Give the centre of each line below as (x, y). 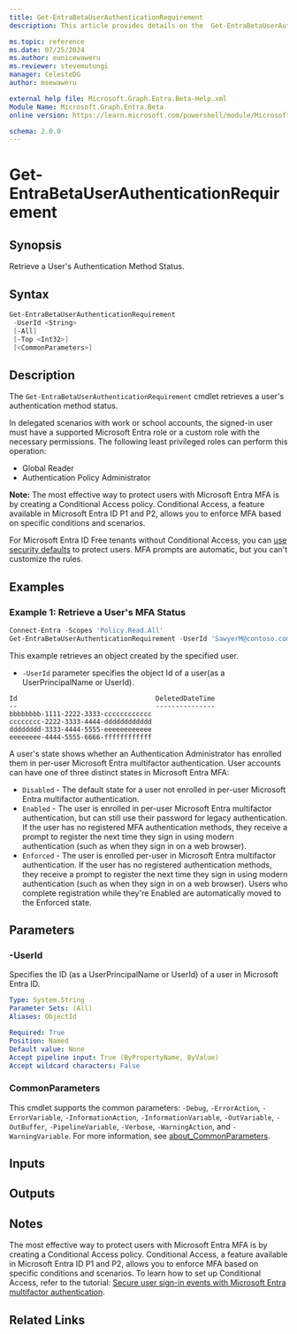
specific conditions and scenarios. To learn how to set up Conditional (135, 1273)
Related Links (47, 1320)
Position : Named (39, 1041)
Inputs (27, 1164)
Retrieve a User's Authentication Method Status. (97, 266)
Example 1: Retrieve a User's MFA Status (98, 612)
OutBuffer (27, 1127)
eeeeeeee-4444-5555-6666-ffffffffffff (80, 737)
